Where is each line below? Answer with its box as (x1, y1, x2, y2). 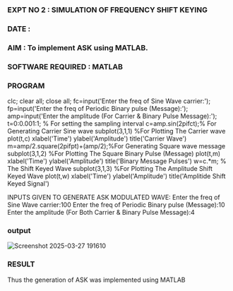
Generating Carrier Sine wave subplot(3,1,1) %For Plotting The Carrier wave (7, 126, 226, 135)
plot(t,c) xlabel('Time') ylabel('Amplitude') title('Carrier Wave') (7, 134, 187, 143)
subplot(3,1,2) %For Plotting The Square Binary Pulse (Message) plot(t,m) (7, 149, 221, 158)
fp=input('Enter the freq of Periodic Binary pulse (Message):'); (7, 104, 189, 112)
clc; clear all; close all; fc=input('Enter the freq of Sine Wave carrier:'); (7, 97, 210, 105)
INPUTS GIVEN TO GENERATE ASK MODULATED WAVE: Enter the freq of (7, 193, 220, 201)
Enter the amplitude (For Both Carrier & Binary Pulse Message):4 (7, 208, 196, 216)
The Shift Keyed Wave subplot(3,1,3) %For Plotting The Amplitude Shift (7, 164, 213, 172)
